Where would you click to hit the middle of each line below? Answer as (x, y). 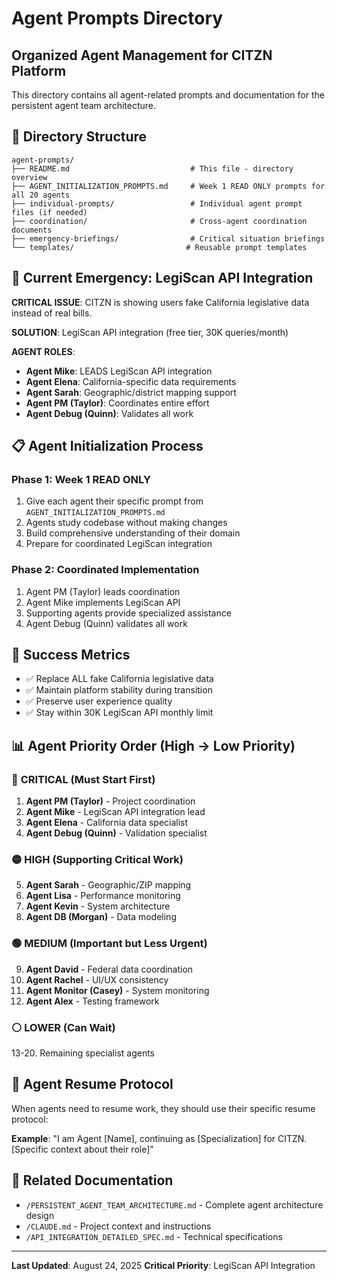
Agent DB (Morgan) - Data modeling (101, 917)
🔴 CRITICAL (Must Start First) (83, 779)
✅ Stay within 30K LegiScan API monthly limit (119, 713)
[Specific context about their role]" (82, 1149)
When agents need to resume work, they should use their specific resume (163, 1108)
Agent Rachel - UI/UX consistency (97, 979)
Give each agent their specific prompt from (114, 501)
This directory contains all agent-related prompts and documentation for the (168, 95)
